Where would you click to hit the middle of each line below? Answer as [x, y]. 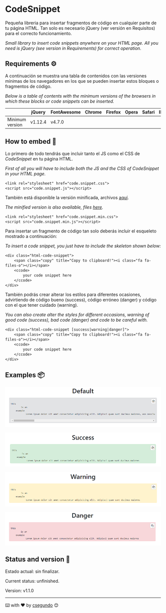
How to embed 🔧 [31, 141]
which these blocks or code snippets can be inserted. [60, 101]
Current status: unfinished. [32, 581]
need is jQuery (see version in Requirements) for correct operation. [73, 48]
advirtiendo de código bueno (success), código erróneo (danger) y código [81, 300]
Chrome [93, 112]
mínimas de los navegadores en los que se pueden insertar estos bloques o [82, 81]
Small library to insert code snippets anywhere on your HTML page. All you [82, 43]
